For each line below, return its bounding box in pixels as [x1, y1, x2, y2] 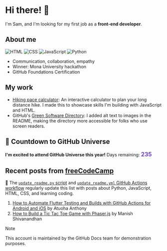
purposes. [5, 241, 26, 247]
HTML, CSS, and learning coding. [5, 190, 74, 196]
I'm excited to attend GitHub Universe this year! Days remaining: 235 [5, 150, 152, 158]
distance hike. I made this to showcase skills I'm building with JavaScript [12, 102, 162, 108]
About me [5, 35, 36, 44]
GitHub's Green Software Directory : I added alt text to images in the [12, 112, 152, 119]
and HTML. [12, 107, 36, 113]
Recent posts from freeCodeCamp [5, 166, 114, 175]
